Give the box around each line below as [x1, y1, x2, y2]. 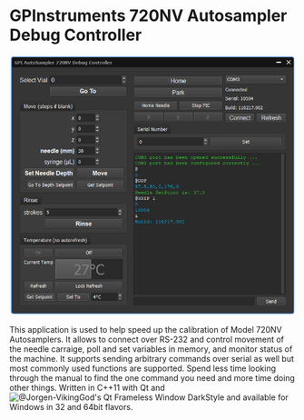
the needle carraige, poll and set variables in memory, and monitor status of [9, 343, 293, 355]
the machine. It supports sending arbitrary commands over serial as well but [9, 353, 295, 364]
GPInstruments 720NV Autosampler [9, 5, 288, 26]
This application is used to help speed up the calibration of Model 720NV [9, 324, 283, 335]
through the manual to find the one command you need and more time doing [9, 372, 295, 383]
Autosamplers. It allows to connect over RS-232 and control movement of [9, 334, 284, 345]
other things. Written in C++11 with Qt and [9, 382, 165, 393]
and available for [226, 392, 289, 403]
